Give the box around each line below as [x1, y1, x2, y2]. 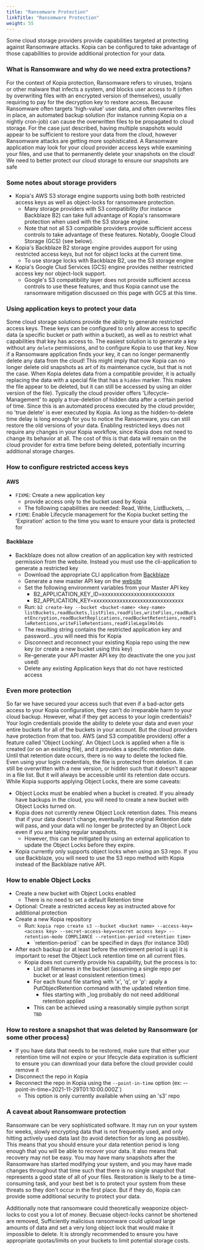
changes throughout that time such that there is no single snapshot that [6, 1167, 186, 1174]
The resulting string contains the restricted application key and [24, 626, 182, 633]
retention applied [42, 997, 85, 1005]
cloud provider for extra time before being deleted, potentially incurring [6, 441, 185, 448]
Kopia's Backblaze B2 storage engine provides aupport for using [15, 244, 178, 251]
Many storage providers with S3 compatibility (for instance [24, 205, 172, 212]
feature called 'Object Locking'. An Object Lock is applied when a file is [6, 738, 185, 746]
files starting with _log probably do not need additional [42, 991, 180, 998]
